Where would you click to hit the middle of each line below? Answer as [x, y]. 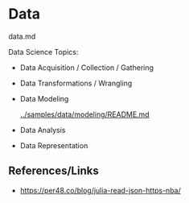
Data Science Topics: [43, 52]
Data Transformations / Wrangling [76, 83]
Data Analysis [43, 130]
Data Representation [54, 145]
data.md [22, 36]
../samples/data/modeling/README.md [85, 114]
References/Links [53, 171]
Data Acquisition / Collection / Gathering [87, 67]
